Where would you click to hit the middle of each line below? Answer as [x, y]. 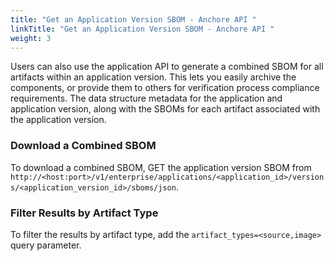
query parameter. [46, 245]
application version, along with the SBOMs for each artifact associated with [165, 109]
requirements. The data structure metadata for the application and [146, 98]
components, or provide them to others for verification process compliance [165, 88]
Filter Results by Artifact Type [84, 213]
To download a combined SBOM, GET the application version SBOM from [161, 167]
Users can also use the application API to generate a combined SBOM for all [167, 67]
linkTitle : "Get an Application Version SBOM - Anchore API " [142, 29]
